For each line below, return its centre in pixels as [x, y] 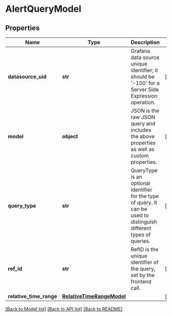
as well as [143, 149]
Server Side [145, 89]
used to [140, 215]
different [141, 228]
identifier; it [144, 70]
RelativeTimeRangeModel [94, 296]
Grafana [141, 51]
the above [143, 136]
